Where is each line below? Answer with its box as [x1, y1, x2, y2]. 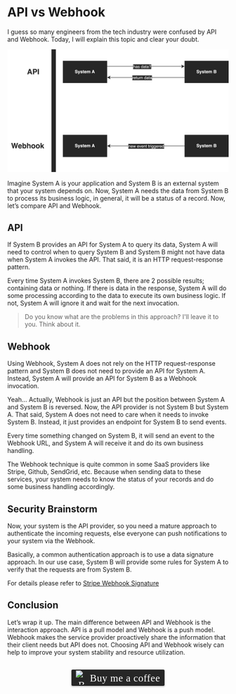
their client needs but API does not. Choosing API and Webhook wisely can [7, 640, 225, 649]
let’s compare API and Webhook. [7, 202, 102, 210]
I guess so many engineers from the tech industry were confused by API [7, 27, 217, 36]
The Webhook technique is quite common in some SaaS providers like [7, 460, 210, 469]
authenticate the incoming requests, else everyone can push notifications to [7, 529, 228, 538]
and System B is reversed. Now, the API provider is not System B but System [7, 403, 229, 411]
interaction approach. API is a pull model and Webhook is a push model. [7, 625, 216, 634]
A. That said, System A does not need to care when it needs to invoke [7, 410, 209, 419]
